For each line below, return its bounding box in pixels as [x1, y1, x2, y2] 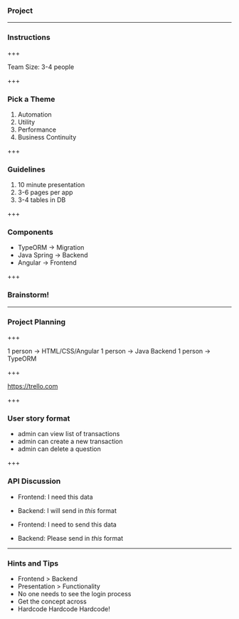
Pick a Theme [7, 94, 55, 104]
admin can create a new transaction [17, 437, 123, 446]
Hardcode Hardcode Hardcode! [17, 604, 110, 613]
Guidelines [7, 164, 46, 174]
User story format [7, 413, 70, 423]
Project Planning [7, 317, 66, 327]
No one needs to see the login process [17, 589, 132, 598]
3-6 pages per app [17, 188, 73, 197]
